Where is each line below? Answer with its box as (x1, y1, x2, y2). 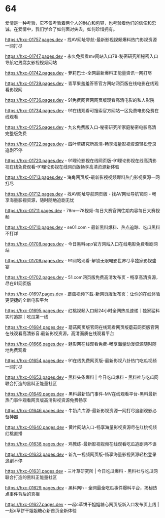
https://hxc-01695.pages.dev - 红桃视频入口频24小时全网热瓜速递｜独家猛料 (5, 307, 160, 314)
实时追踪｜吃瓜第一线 (5, 314, 48, 319)
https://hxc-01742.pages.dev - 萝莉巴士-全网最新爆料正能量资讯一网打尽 (5, 70, 152, 76)
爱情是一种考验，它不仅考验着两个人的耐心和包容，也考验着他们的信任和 (5, 20, 152, 26)
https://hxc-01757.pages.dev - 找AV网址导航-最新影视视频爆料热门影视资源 (5, 37, 157, 42)
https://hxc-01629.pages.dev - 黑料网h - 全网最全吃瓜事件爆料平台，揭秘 (5, 484, 153, 490)
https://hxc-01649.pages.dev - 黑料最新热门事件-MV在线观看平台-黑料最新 (5, 391, 157, 397)
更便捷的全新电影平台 (5, 297, 48, 303)
